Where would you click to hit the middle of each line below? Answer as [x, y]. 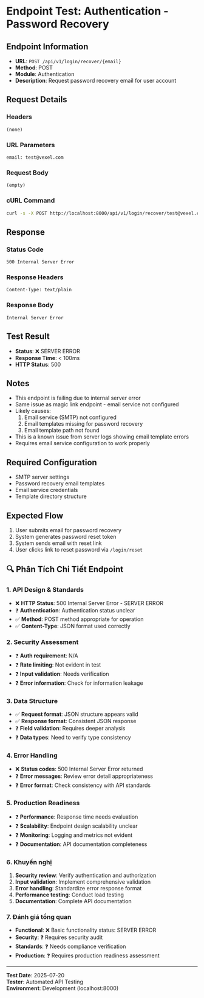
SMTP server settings [42, 477]
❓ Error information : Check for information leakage [79, 683]
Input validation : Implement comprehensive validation [83, 882]
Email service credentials [46, 490]
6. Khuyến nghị [29, 862]
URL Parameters [31, 145]
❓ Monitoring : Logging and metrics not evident [74, 835]
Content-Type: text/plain [39, 290]
